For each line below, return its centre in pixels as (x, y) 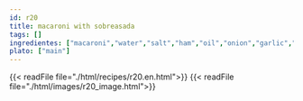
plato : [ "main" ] (40, 51)
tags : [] (26, 34)
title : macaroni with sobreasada (72, 26)
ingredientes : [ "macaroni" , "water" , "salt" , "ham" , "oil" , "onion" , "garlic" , (151, 43)
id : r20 (24, 18)
